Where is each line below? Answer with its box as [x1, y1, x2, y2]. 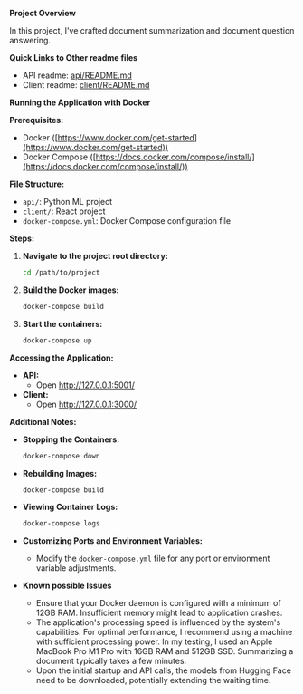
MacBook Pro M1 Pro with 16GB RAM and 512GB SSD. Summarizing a [35, 646, 294, 657]
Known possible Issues [22, 580, 112, 592]
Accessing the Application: [9, 352, 114, 363]
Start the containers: [22, 318, 103, 329]
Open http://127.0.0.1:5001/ [35, 380, 136, 390]
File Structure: [9, 178, 65, 189]
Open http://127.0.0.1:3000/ [35, 399, 137, 410]
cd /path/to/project [22, 268, 100, 277]
